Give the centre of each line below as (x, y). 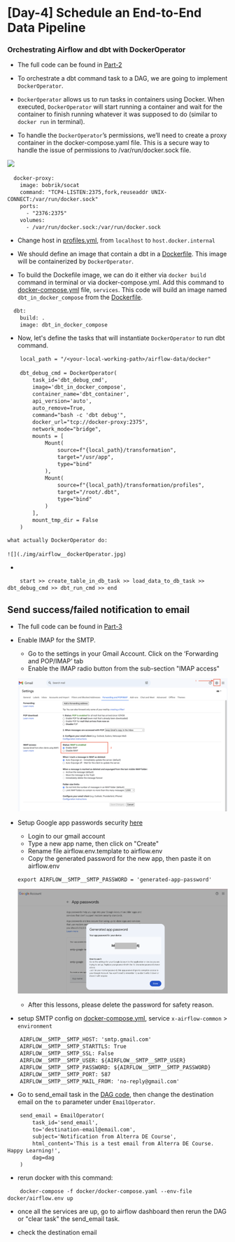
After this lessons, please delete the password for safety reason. (121, 1005)
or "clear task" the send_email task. (69, 1219)
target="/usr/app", (85, 457)
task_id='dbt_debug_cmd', (70, 380)
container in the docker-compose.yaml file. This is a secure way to (113, 143)
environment (35, 1026)
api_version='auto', (62, 401)
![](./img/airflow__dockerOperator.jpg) (67, 555)
